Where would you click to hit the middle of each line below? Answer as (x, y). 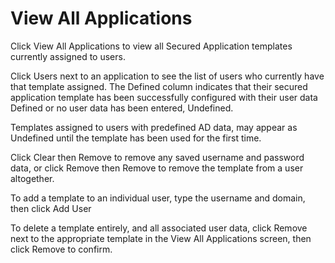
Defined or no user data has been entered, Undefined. (122, 108)
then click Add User (51, 208)
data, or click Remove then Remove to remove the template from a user (157, 168)
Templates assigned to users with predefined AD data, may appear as (154, 127)
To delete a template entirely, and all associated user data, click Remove (159, 228)
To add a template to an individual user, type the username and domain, (158, 198)
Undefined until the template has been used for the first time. (136, 138)
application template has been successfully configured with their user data (164, 97)
